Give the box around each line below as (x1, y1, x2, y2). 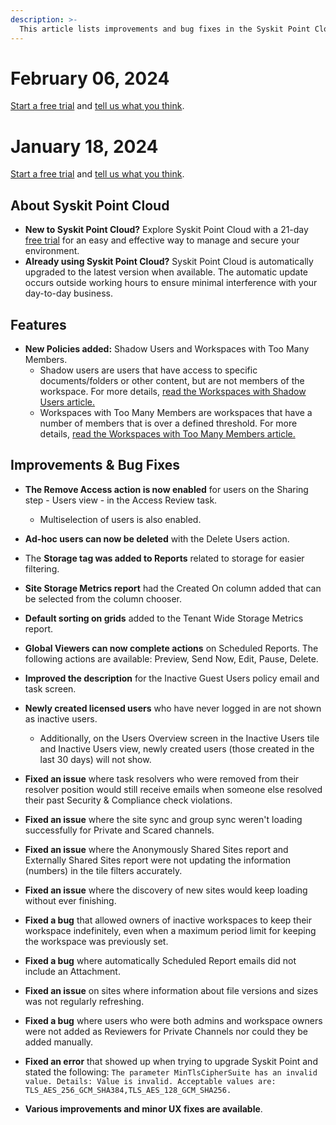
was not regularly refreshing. (24, 995, 145, 1007)
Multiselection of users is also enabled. (39, 513, 202, 525)
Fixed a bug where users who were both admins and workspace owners (24, 1014, 323, 1026)
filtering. (24, 562, 60, 575)
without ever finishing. (24, 894, 117, 906)
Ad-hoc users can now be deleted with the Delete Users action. (24, 532, 290, 545)
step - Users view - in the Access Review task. (24, 494, 218, 506)
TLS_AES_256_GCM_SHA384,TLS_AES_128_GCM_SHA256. (24, 1085, 232, 1095)
